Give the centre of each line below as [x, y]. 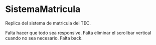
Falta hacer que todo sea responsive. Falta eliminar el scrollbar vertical [78, 32]
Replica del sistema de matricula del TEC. [48, 23]
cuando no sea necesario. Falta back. [44, 38]
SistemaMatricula [43, 9]
